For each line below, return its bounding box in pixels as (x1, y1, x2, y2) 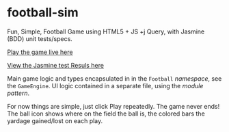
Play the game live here (7, 48, 73, 56)
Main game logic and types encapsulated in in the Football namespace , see (7, 74, 222, 83)
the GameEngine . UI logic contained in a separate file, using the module (7, 81, 204, 90)
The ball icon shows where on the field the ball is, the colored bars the (7, 109, 205, 118)
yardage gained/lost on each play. (7, 116, 103, 124)
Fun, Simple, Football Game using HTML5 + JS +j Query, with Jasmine (7, 27, 205, 36)
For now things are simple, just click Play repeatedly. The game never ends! (7, 102, 220, 110)
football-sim (7, 5, 79, 21)
